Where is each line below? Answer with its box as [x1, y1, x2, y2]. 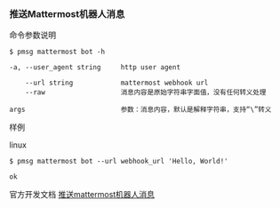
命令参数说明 [9, 29, 56, 41]
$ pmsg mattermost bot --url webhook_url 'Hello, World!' [9, 157, 228, 166]
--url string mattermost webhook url [25, 78, 209, 88]
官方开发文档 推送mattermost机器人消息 [9, 189, 156, 200]
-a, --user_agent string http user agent [9, 63, 180, 72]
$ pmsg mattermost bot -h [9, 47, 105, 57]
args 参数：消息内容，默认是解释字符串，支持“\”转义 [9, 105, 272, 115]
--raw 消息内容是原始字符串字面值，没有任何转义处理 [25, 88, 267, 97]
